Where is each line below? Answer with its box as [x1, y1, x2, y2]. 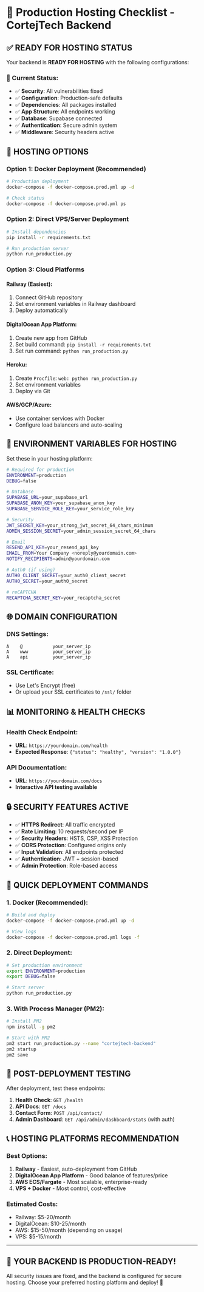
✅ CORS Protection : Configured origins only [15, 842, 127, 849]
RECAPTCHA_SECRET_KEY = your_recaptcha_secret [6, 595, 121, 601]
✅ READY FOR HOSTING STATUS [6, 42, 132, 53]
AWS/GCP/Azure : [6, 401, 52, 408]
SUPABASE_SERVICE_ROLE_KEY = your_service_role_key [6, 506, 135, 512]
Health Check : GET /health [15, 1097, 84, 1104]
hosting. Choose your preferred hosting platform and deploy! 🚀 [6, 1279, 164, 1286]
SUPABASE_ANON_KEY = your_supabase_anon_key [6, 500, 115, 506]
